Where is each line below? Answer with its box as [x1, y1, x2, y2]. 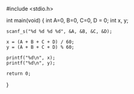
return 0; [6, 70, 32, 77]
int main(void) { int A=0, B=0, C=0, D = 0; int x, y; [6, 17, 129, 23]
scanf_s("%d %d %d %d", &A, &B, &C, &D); [6, 28, 113, 34]
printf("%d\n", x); [6, 55, 56, 61]
